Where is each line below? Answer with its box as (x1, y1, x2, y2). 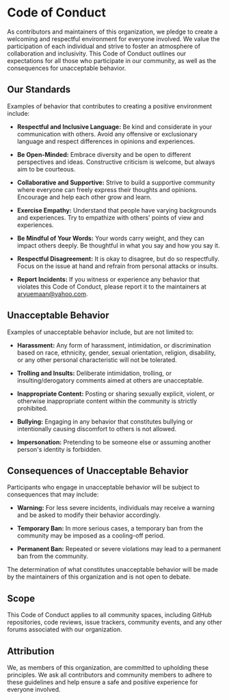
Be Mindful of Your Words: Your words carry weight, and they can (16, 234, 205, 242)
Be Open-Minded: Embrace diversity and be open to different (16, 150, 191, 158)
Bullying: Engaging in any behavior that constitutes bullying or (16, 417, 193, 426)
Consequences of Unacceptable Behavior (7, 465, 189, 476)
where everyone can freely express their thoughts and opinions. (16, 185, 198, 193)
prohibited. (16, 404, 48, 412)
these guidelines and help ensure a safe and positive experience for (7, 678, 198, 686)
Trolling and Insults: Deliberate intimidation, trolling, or (16, 369, 172, 377)
